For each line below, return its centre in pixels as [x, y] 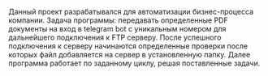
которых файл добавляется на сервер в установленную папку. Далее [130, 55]
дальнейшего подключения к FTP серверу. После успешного [115, 37]
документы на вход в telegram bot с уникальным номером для [117, 29]
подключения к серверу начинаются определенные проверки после [128, 46]
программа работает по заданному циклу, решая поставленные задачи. [134, 63]
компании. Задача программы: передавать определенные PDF [119, 20]
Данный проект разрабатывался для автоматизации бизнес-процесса [131, 12]
